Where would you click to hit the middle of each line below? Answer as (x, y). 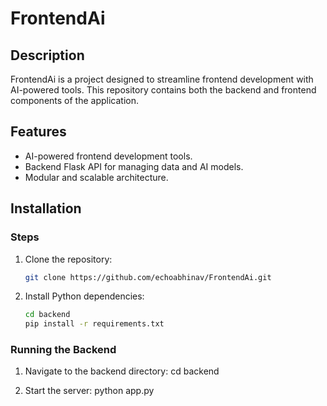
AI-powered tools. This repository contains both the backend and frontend (163, 90)
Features (38, 132)
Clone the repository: (68, 259)
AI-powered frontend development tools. (108, 156)
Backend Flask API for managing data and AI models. (134, 166)
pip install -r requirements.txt (94, 324)
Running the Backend (63, 350)
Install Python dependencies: (84, 296)
